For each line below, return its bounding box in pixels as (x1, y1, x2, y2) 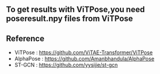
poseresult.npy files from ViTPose (6, 14, 133, 24)
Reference (6, 33, 45, 43)
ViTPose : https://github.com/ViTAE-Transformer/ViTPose (14, 49, 153, 56)
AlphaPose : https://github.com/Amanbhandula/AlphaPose (14, 55, 155, 62)
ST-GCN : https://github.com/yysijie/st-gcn (14, 61, 118, 69)
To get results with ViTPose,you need (6, 5, 145, 15)
